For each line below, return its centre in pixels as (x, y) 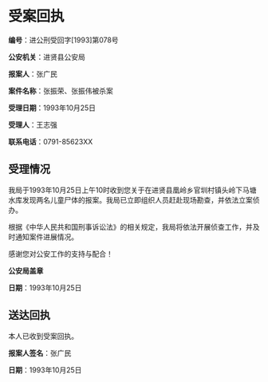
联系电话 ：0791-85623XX (51, 141)
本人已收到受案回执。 (43, 336)
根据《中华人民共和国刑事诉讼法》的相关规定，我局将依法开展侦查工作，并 (130, 226)
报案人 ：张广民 (33, 73)
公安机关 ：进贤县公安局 (47, 57)
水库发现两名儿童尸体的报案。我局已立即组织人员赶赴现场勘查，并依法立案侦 (134, 199)
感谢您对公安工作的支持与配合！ (61, 254)
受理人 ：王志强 (33, 124)
